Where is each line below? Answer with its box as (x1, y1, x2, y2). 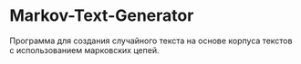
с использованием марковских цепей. (9, 44, 160, 55)
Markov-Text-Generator (9, 5, 194, 26)
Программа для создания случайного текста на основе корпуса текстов (9, 35, 293, 46)
